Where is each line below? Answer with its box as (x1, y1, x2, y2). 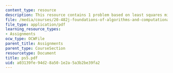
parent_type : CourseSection (5, 46, 66, 51)
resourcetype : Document (5, 50, 57, 56)
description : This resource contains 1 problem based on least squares (5, 12, 162, 17)
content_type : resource (5, 7, 57, 13)
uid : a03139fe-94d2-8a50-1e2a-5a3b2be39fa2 (5, 60, 100, 65)
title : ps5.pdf (5, 55, 38, 61)
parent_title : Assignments (5, 41, 63, 46)
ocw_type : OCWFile (5, 36, 45, 42)
